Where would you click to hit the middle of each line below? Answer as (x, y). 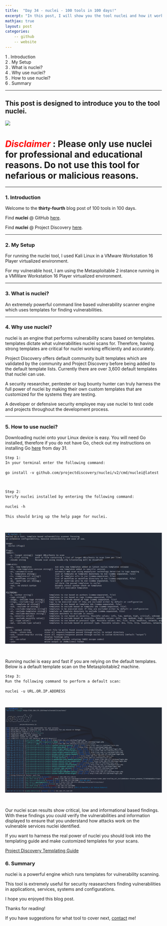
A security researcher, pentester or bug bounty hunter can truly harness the (83, 383)
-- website (25, 42)
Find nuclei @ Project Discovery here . (44, 227)
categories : (17, 32)
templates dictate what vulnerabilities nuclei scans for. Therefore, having (80, 343)
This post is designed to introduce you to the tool (83, 104)
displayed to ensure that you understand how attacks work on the (73, 821)
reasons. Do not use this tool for (73, 165)
